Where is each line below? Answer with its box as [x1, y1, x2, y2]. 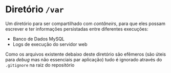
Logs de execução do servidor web [12, 41, 88, 47]
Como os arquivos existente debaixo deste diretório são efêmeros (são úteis [5, 51, 166, 57]
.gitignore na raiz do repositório [5, 62, 75, 68]
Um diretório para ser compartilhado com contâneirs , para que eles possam [5, 20, 165, 27]
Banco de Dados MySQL [12, 36, 65, 42]
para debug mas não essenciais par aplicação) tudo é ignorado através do [5, 56, 162, 62]
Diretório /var [5, 4, 64, 15]
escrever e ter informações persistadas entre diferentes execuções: [5, 26, 148, 32]
